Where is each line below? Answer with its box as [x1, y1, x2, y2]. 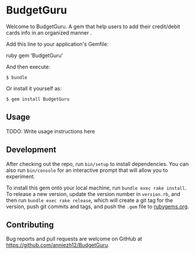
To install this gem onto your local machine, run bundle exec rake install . [6, 184, 187, 191]
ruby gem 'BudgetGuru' [6, 52, 63, 59]
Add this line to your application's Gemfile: [6, 40, 109, 48]
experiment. [6, 172, 35, 180]
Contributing [6, 219, 54, 229]
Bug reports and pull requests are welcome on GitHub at [6, 235, 143, 242]
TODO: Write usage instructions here [6, 127, 95, 135]
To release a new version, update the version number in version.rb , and [6, 190, 181, 197]
